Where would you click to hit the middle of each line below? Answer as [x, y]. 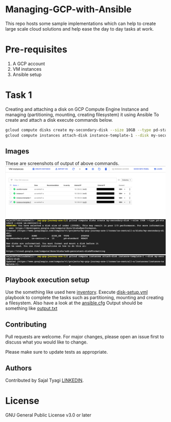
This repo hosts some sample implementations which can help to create [81, 23]
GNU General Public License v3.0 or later [48, 415]
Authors [19, 368]
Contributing [26, 324]
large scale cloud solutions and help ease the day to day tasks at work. [80, 29]
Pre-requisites [36, 50]
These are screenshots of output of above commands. [62, 164]
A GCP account [29, 63]
